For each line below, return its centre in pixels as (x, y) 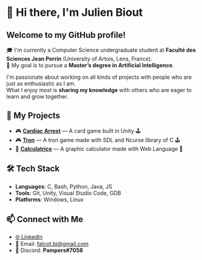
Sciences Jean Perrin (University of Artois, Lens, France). (79, 59)
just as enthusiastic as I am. (41, 84)
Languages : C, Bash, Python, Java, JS (63, 186)
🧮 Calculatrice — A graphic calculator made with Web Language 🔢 (99, 148)
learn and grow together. (38, 96)
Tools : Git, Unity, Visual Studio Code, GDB (68, 193)
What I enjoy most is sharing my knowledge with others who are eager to (99, 90)
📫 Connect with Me (45, 219)
